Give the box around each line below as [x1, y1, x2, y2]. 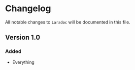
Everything [12, 59, 34, 65]
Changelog [5, 3, 51, 14]
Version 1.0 [5, 33, 40, 42]
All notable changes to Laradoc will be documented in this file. [5, 19, 131, 25]
